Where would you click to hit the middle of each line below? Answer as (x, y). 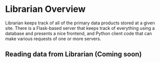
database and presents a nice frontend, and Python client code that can (79, 33)
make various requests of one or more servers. (53, 39)
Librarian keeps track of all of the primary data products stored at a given (80, 23)
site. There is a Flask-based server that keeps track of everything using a (80, 28)
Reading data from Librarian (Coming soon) (74, 54)
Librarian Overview (45, 9)
